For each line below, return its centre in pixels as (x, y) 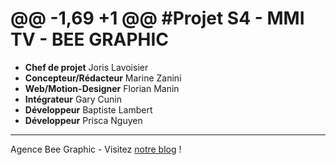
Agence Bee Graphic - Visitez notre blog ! (96, 149)
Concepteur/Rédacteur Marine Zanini (103, 78)
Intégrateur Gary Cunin (73, 99)
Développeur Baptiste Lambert (88, 109)
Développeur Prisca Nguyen (83, 120)
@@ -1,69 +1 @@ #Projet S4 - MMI (157, 18)
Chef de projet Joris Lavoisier (86, 67)
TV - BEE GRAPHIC (90, 39)
